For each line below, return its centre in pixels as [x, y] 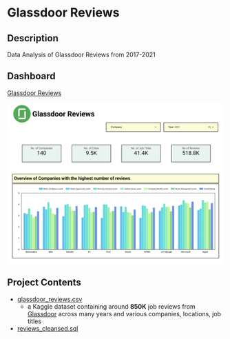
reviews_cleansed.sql [48, 328]
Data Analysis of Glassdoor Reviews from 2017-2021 [82, 54]
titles [34, 321]
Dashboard [31, 76]
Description [33, 38]
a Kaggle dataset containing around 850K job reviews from [112, 306]
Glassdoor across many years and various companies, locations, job [124, 314]
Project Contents [44, 283]
